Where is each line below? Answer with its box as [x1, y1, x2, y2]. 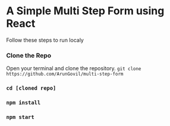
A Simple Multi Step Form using [6, 4, 165, 18]
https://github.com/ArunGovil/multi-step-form [6, 71, 124, 77]
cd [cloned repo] [6, 85, 56, 92]
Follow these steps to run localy [6, 36, 84, 43]
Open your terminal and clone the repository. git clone [6, 65, 141, 72]
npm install [6, 99, 41, 106]
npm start [6, 114, 34, 120]
